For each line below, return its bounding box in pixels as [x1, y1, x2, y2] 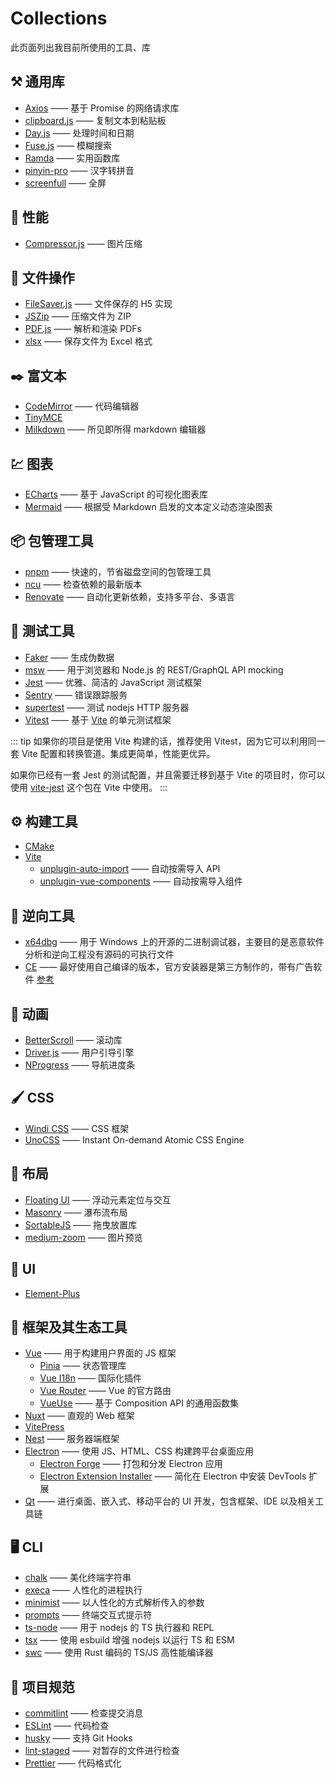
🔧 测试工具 [10, 623, 75, 640]
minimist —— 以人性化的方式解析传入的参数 [24, 1597, 205, 1609]
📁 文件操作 [10, 269, 75, 286]
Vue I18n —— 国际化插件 [39, 1372, 142, 1384]
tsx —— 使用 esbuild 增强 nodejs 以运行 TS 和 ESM [24, 1634, 235, 1646]
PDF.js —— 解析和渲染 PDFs [24, 323, 142, 335]
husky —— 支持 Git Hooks [24, 1732, 133, 1744]
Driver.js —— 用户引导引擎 [24, 1047, 135, 1059]
